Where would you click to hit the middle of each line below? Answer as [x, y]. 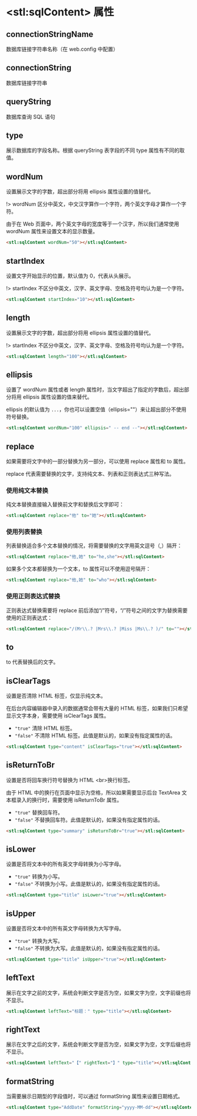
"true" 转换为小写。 [39, 877]
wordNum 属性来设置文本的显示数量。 [52, 231]
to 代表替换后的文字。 [32, 662]
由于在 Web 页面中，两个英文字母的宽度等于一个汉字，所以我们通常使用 [93, 224]
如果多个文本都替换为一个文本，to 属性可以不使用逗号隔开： [79, 569]
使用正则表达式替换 [33, 597]
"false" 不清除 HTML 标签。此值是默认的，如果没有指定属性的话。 [95, 736]
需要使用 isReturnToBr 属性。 [87, 800]
